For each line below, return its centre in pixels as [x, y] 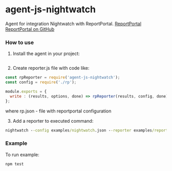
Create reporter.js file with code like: [51, 68]
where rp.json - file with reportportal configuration [58, 111]
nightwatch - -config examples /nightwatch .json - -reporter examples [79, 130]
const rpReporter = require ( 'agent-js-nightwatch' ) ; [63, 78]
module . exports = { [26, 91]
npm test [15, 164]
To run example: [22, 155]
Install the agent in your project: [46, 54]
